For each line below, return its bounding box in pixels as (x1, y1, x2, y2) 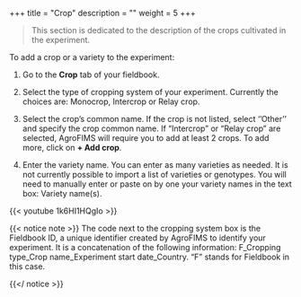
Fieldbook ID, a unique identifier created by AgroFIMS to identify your (9, 232, 267, 243)
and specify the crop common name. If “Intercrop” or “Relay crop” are (22, 123, 281, 134)
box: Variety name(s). (22, 188, 102, 198)
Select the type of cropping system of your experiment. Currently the (22, 87, 279, 97)
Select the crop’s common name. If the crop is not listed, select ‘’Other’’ (22, 114, 288, 124)
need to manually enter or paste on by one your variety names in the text (22, 179, 292, 189)
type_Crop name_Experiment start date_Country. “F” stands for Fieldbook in (9, 251, 290, 262)
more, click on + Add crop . (22, 143, 122, 153)
